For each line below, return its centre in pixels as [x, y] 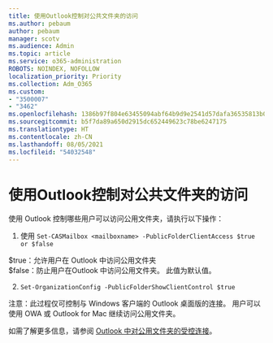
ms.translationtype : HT [49, 129]
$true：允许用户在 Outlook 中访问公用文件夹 [82, 260]
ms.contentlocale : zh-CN [50, 137]
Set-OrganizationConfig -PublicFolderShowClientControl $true [128, 288]
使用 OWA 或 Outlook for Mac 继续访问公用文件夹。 [94, 314]
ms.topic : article [39, 54]
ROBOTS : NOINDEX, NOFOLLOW [54, 69]
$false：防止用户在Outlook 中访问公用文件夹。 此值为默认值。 [113, 271]
